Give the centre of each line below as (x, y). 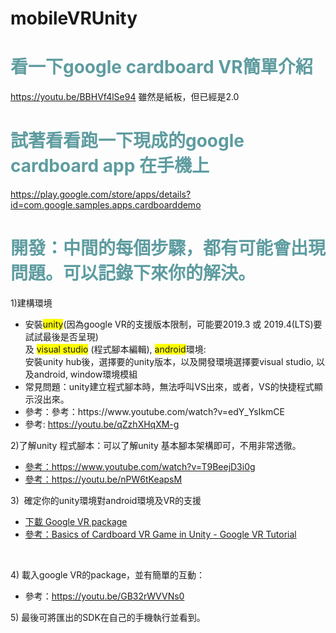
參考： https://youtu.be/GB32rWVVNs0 (104, 596)
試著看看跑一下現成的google (127, 141)
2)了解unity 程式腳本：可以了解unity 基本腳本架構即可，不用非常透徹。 (156, 445)
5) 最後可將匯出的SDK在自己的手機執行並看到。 (108, 617)
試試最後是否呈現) (61, 336)
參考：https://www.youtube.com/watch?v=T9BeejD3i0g (140, 466)
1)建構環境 (31, 303)
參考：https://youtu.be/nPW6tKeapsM (103, 479)
